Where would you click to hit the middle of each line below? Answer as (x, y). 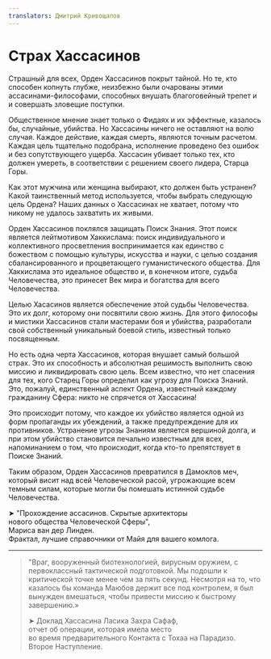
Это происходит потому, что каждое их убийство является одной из (126, 412)
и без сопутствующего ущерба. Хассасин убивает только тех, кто (122, 154)
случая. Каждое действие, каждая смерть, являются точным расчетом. (133, 137)
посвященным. (34, 338)
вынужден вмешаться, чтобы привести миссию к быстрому (132, 596)
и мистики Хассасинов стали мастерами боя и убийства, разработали (130, 321)
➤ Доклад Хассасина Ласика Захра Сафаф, (103, 620)
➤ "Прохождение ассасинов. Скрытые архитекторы (98, 513)
